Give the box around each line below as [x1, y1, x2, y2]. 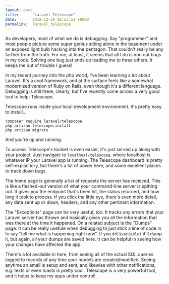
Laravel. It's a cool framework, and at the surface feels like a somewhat [5, 78, 154, 84]
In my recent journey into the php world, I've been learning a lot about [5, 72, 150, 79]
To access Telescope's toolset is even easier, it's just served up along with [5, 147, 160, 153]
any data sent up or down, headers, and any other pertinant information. [5, 199, 155, 205]
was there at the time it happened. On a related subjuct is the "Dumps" [5, 220, 152, 226]
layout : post [5, 7, 33, 13]
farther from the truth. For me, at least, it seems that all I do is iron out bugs [5, 52, 161, 58]
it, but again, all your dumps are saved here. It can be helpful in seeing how [5, 236, 161, 242]
